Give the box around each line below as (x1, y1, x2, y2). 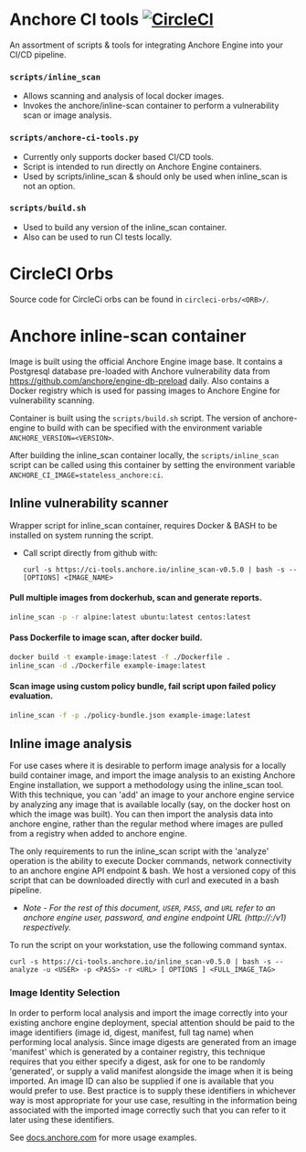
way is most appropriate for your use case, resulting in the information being (9, 1094, 298, 1105)
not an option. (22, 180, 76, 191)
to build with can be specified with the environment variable (37, 421, 263, 433)
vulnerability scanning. (9, 394, 95, 406)
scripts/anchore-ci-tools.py (9, 133, 140, 144)
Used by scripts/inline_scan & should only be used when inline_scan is (22, 170, 288, 182)
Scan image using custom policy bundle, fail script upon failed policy (9, 681, 277, 692)
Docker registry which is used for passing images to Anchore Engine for (9, 385, 280, 396)
